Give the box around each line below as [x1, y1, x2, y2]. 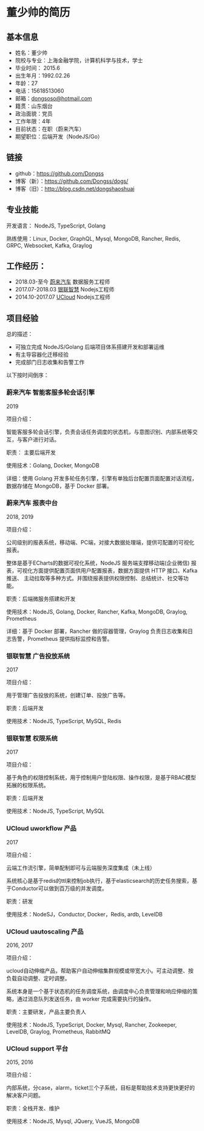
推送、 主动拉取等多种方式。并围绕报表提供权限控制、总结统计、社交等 [6, 574, 183, 582]
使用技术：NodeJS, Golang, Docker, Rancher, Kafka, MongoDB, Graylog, [6, 608, 188, 615]
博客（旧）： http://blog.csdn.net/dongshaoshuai [15, 185, 135, 192]
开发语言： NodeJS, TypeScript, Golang [6, 222, 106, 229]
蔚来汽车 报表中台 [6, 499, 58, 507]
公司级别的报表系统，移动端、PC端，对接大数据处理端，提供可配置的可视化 [6, 538, 195, 546]
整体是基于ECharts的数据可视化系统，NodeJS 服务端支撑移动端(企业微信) [6, 559, 190, 566]
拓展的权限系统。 [6, 782, 49, 789]
